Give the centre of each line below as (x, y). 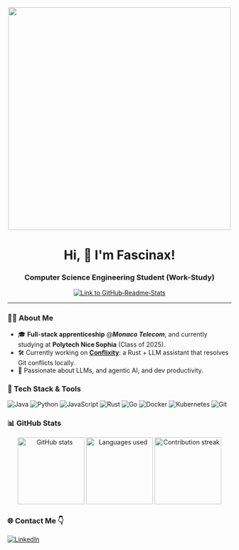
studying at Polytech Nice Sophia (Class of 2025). (91, 344)
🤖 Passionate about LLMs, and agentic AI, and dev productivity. (111, 370)
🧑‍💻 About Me (30, 318)
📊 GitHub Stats (34, 423)
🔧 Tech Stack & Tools (44, 389)
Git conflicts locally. (47, 362)
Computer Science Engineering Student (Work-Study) (119, 277)
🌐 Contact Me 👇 (36, 521)
